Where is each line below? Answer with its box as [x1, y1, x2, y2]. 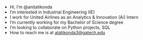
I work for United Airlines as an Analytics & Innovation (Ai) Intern [9, 14, 139, 20]
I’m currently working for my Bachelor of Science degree [9, 19, 124, 25]
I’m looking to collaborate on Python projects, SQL [9, 25, 110, 30]
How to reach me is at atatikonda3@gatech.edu [9, 30, 106, 35]
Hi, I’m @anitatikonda [9, 4, 53, 10]
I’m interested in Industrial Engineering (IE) [9, 9, 95, 15]
